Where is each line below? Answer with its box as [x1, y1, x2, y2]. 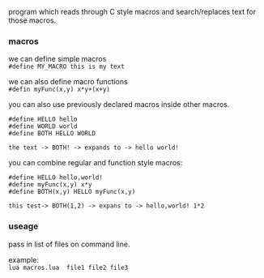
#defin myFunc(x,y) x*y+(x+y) [8, 85, 111, 94]
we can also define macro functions [8, 77, 128, 87]
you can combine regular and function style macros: [8, 158, 183, 168]
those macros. [8, 15, 57, 25]
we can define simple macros [8, 54, 107, 64]
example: [8, 254, 39, 264]
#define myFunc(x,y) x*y [8, 181, 92, 189]
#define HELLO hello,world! [8, 173, 104, 182]
